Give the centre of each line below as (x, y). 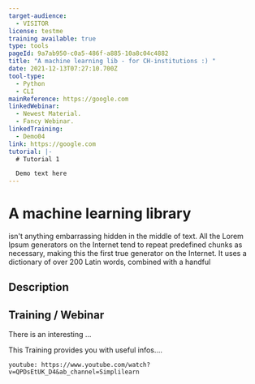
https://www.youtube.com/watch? (96, 365)
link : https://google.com (52, 144)
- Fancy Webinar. (45, 122)
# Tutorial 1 (38, 159)
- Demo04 (30, 136)
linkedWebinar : (34, 106)
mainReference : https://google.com (69, 99)
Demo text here (41, 174)
